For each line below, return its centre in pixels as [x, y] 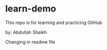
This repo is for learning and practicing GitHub [54, 22]
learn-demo [31, 9]
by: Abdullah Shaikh [26, 32]
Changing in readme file [30, 42]
